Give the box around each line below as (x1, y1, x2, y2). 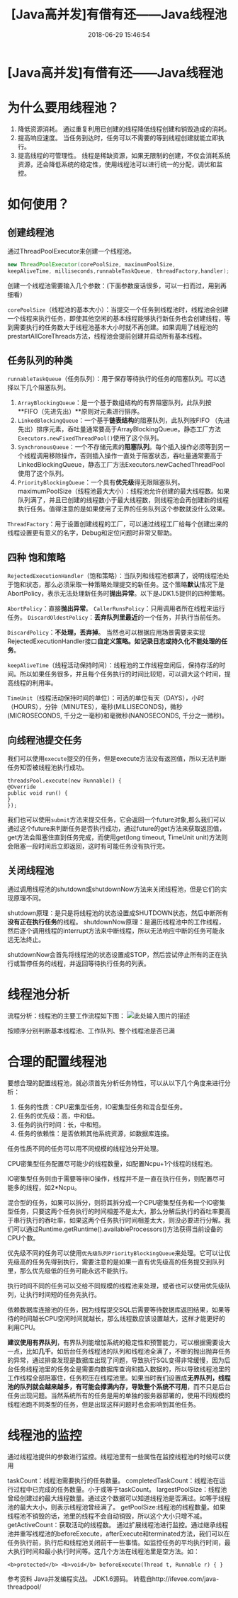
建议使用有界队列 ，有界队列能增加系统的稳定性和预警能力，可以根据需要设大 (7, 1338, 231, 1347)
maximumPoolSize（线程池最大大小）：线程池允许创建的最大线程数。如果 (17, 487, 230, 496)
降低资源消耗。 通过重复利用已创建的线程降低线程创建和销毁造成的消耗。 (17, 125, 231, 133)
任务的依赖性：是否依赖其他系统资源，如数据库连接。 (17, 1129, 174, 1138)
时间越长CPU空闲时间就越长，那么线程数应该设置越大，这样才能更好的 (19, 1314, 225, 1322)
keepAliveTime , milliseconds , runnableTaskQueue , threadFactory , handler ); (7, 267, 230, 275)
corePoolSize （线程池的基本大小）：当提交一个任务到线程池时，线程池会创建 (7, 305, 229, 314)
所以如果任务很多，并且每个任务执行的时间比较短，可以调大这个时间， (19, 670, 225, 679)
